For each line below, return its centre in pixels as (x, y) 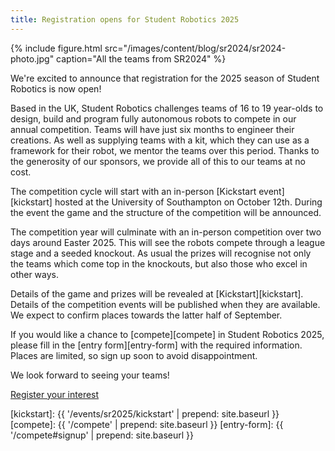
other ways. (35, 274)
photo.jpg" (32, 58)
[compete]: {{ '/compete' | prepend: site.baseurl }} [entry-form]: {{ (147, 424)
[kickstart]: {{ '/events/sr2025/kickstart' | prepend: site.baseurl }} (145, 413)
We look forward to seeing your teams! (90, 375)
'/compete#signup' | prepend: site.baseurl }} (102, 435)
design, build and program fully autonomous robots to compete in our (153, 118)
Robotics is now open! (56, 88)
